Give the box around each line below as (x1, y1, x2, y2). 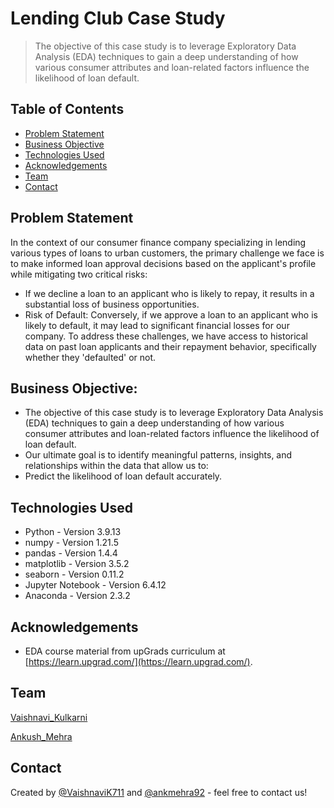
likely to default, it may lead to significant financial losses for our (24, 319, 290, 331)
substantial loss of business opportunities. (24, 298, 200, 310)
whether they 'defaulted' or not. (24, 351, 157, 363)
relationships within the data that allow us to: (24, 460, 209, 472)
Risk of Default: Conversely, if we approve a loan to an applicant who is (24, 308, 318, 321)
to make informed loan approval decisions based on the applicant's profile (10, 257, 317, 269)
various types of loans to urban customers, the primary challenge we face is (10, 247, 325, 259)
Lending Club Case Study (10, 7, 226, 30)
